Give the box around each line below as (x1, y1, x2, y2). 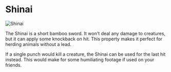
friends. (5, 62, 22, 68)
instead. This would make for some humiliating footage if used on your (5, 56, 155, 62)
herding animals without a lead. (5, 41, 72, 47)
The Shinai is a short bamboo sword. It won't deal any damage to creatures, (5, 30, 166, 36)
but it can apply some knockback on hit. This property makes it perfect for (5, 36, 163, 42)
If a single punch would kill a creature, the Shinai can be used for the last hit (5, 51, 166, 57)
